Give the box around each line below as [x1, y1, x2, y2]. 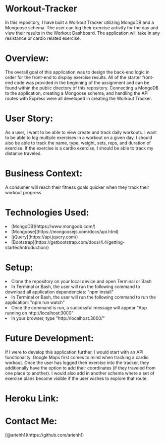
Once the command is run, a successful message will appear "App [11, 304, 147, 310]
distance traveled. [5, 150, 42, 156]
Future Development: [5, 332, 94, 344]
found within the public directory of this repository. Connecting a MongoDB [5, 85, 159, 91]
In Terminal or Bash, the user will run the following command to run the [11, 294, 156, 300]
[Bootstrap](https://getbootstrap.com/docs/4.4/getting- [11, 239, 125, 245]
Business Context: [5, 168, 83, 179]
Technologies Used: [5, 207, 89, 218]
